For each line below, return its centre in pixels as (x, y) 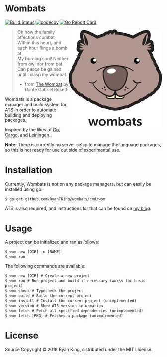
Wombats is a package (29, 99)
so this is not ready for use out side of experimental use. (63, 150)
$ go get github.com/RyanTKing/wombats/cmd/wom (55, 199)
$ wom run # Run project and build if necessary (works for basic (75, 281)
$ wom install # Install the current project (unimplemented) (71, 301)
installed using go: (24, 189)
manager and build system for (36, 104)
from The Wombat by (46, 84)
